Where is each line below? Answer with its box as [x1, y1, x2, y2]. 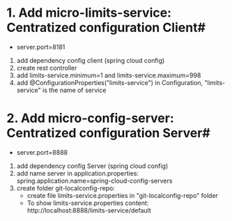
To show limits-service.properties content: [26, 199, 149, 207]
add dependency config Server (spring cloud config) [16, 162, 169, 170]
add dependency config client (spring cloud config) [16, 56, 165, 64]
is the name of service [42, 86, 107, 94]
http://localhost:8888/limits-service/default [26, 206, 151, 214]
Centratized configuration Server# [6, 125, 210, 141]
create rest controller [16, 63, 77, 72]
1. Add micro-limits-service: [6, 5, 172, 21]
